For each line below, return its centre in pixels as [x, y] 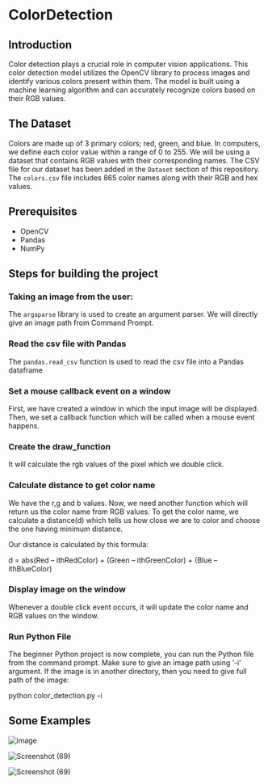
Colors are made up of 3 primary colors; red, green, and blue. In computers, [134, 143]
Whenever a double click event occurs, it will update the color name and [128, 607]
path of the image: [39, 680]
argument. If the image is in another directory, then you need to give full [128, 672]
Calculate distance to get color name [82, 485]
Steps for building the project [84, 274]
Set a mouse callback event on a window [90, 391]
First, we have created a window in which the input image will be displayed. [134, 408]
